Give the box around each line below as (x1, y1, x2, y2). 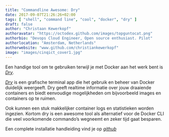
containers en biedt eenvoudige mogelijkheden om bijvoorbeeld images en (5, 90, 161, 96)
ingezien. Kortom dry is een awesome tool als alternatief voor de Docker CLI (5, 110, 164, 117)
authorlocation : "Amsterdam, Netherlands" (5, 41, 96, 46)
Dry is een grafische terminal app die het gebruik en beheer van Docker (5, 79, 155, 85)
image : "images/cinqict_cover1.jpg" (5, 50, 82, 55)
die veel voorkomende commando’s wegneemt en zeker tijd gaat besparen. (5, 116, 162, 122)
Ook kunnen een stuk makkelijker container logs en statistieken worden (5, 105, 154, 111)
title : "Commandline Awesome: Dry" (5, 7, 80, 13)
